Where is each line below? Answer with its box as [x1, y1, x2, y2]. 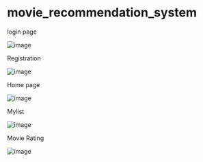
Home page [7, 80, 40, 89]
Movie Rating [7, 134, 44, 142]
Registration [7, 54, 41, 62]
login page [7, 27, 38, 36]
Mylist [7, 107, 25, 115]
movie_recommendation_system [7, 5, 197, 21]
